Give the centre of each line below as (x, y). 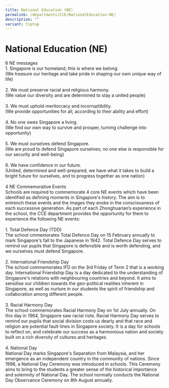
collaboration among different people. (44, 294)
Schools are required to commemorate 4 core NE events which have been (82, 192)
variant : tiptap (22, 24)
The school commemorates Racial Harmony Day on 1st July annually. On (80, 310)
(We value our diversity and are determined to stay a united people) (75, 95)
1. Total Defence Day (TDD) (34, 230)
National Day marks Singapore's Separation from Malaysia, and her (75, 353)
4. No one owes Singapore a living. (41, 122)
